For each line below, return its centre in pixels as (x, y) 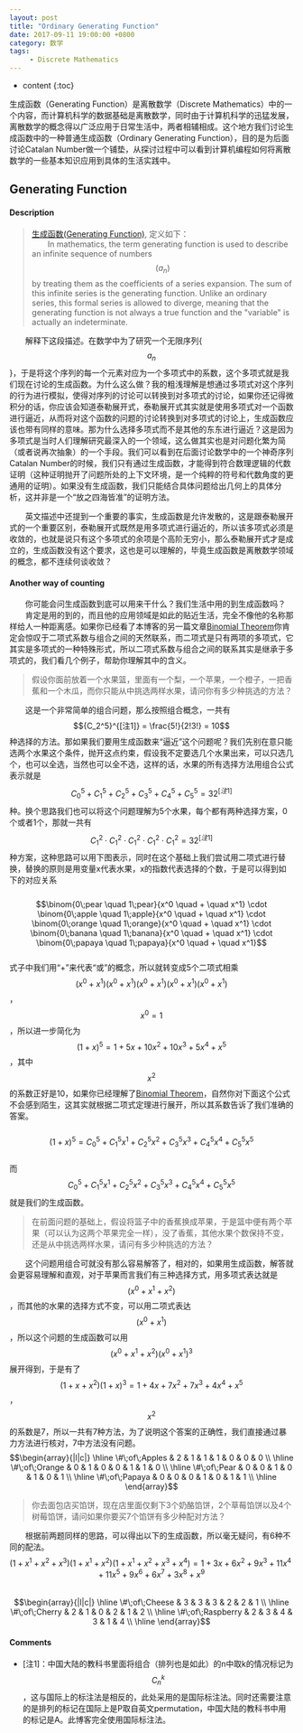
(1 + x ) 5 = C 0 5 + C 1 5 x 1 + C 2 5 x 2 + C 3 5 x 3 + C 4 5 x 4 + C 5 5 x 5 (151, 1142)
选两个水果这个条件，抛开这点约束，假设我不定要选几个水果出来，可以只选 (147, 753)
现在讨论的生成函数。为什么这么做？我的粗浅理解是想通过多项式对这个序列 (155, 384)
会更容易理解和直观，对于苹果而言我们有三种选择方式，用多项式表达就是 (143, 1274)
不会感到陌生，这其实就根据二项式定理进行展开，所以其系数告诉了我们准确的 (151, 1104)
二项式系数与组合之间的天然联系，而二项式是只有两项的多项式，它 (171, 638)
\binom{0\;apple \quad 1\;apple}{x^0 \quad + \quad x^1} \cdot (151, 914)
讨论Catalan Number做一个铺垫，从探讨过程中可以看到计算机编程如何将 (142, 149)
